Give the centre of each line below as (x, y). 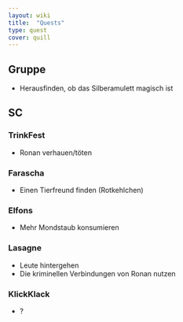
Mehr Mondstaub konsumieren (69, 228)
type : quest (27, 30)
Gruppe (27, 69)
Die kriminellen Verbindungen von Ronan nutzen (97, 273)
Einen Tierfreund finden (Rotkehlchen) (81, 191)
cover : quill (29, 37)
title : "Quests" (37, 23)
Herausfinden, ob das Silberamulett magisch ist (96, 88)
